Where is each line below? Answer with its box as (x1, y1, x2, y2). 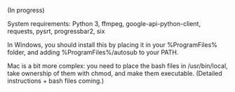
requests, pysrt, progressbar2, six (7, 27, 105, 35)
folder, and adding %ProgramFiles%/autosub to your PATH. (7, 48, 179, 56)
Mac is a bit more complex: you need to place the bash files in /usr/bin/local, (7, 62, 228, 70)
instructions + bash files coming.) (7, 77, 105, 85)
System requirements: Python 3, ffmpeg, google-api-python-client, (7, 20, 201, 27)
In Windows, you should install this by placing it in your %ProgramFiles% (7, 41, 217, 48)
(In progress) (7, 6, 45, 14)
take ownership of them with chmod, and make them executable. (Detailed (7, 70, 222, 77)
